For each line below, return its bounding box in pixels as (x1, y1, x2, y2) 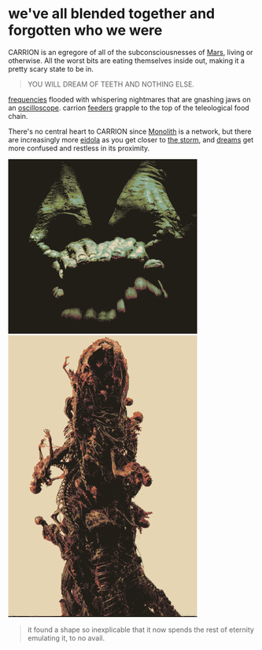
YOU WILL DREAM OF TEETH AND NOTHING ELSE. (27, 79, 195, 89)
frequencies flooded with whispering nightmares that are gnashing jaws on (8, 94, 251, 104)
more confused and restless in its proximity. (8, 143, 150, 153)
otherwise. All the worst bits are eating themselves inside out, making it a (8, 56, 245, 65)
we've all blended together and (8, 5, 215, 23)
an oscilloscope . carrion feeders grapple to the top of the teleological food (8, 103, 249, 113)
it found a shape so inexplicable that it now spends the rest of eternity (27, 625, 254, 634)
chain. (8, 111, 28, 120)
